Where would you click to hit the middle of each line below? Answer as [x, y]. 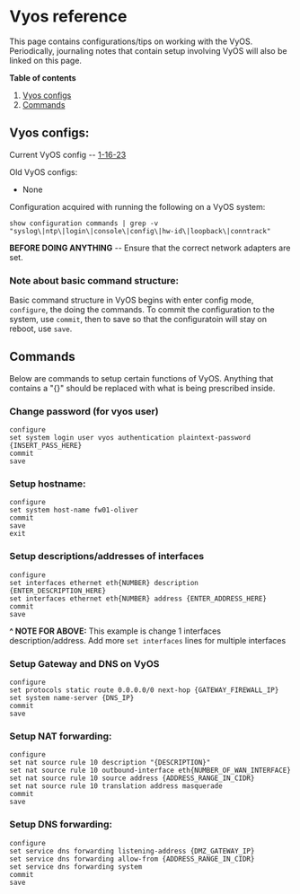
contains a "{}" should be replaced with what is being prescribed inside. [142, 388]
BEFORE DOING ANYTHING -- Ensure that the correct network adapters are [150, 248]
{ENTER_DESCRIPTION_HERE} [57, 591]
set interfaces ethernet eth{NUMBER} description [104, 583]
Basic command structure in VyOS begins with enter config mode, [132, 300]
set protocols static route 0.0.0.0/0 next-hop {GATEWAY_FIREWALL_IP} [144, 690]
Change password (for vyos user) [84, 411]
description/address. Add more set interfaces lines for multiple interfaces [148, 640]
